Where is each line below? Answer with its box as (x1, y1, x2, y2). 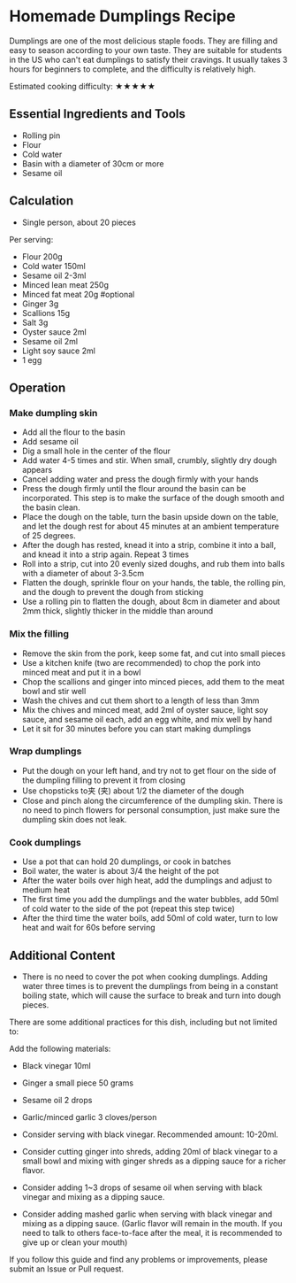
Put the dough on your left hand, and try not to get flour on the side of (21, 765, 277, 776)
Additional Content (9, 947, 116, 962)
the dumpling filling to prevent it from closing (21, 775, 186, 785)
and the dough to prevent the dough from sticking (21, 587, 204, 598)
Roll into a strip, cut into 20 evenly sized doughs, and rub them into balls (21, 559, 285, 569)
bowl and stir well (21, 685, 87, 696)
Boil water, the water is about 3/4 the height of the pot (21, 866, 219, 877)
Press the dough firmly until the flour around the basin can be (21, 483, 247, 494)
